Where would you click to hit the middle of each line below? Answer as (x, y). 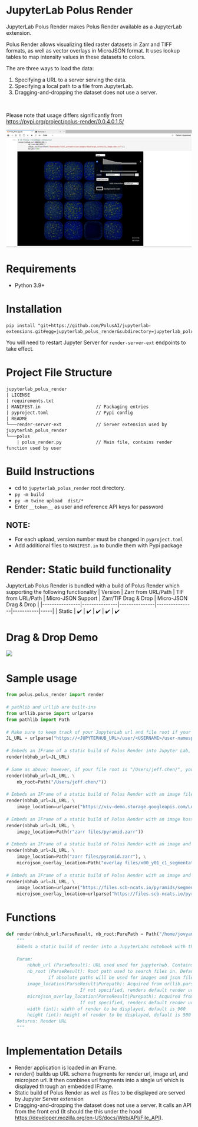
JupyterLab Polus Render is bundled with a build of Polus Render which (93, 586)
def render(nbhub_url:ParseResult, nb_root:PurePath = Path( (83, 934)
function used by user (34, 448)
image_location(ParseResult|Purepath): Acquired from (95, 984)
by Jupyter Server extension (49, 1099)
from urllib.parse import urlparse (50, 713)
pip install (21, 325)
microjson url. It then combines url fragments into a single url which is (99, 1080)
